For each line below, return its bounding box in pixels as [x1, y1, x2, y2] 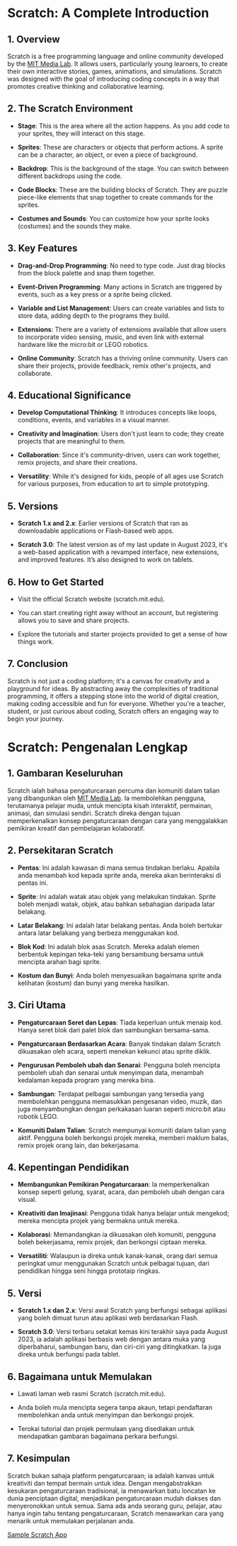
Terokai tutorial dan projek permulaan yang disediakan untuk [17, 1424, 195, 1432]
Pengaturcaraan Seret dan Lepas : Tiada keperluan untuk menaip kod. [17, 1018, 223, 1027]
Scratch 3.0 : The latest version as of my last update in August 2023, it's [17, 541, 228, 549]
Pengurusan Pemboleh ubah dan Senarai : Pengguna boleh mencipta [17, 1061, 221, 1069]
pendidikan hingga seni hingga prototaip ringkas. [17, 1266, 161, 1275]
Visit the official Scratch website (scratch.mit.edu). [17, 595, 166, 604]
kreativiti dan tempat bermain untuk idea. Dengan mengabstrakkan [7, 1479, 202, 1487]
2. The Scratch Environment [7, 103, 133, 115]
